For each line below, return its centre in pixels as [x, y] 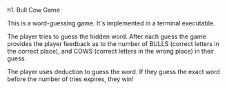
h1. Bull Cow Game [34, 10]
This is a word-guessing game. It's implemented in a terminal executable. [111, 23]
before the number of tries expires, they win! [70, 79]
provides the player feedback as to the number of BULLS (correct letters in [113, 44]
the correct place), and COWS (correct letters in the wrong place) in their [111, 51]
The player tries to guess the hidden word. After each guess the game [107, 36]
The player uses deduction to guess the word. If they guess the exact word [114, 72]
